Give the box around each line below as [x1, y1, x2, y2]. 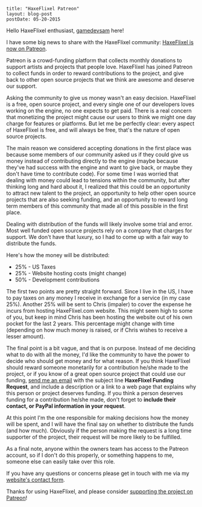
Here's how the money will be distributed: [6, 252, 110, 258]
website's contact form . [6, 476, 65, 483]
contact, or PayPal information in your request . [6, 402, 126, 410]
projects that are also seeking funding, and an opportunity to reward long [6, 196, 188, 203]
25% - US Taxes [14, 263, 56, 270]
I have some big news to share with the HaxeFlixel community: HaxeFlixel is [6, 39, 194, 45]
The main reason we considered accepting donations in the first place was [6, 145, 192, 151]
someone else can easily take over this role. [6, 458, 116, 465]
